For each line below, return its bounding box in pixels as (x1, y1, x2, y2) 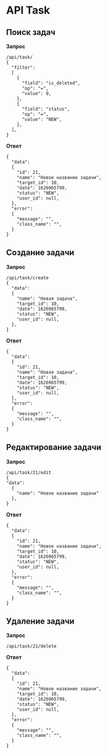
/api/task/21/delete (6, 643, 57, 649)
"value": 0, (21, 91, 51, 97)
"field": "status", (21, 106, 70, 112)
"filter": (11, 65, 35, 70)
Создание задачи (6, 248, 74, 258)
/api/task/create (6, 275, 49, 281)
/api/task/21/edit (6, 469, 51, 476)
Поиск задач (6, 27, 56, 37)
